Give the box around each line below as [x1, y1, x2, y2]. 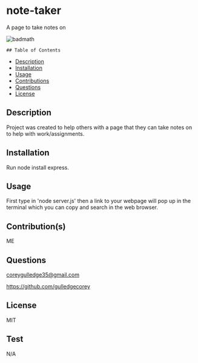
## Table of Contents [6, 47, 61, 53]
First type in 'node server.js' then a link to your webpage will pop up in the [6, 198, 191, 205]
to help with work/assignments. [6, 130, 85, 137]
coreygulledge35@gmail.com [6, 271, 80, 278]
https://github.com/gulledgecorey [6, 283, 91, 290]
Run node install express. [6, 164, 70, 171]
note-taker [6, 4, 62, 18]
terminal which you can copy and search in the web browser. [6, 204, 159, 211]
